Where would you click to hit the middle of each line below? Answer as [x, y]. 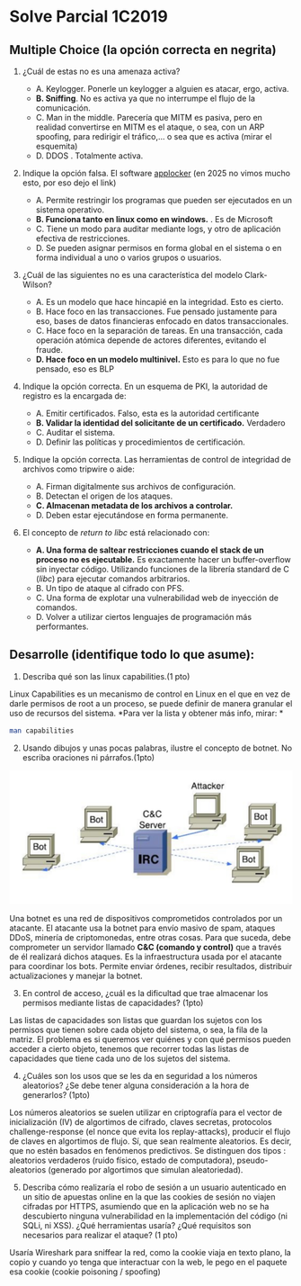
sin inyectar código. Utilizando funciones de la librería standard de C [163, 569]
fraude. [49, 350]
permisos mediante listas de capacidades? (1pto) [113, 1003]
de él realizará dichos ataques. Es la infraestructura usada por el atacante [146, 957]
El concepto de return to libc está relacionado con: [116, 532]
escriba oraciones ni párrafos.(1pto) [89, 757]
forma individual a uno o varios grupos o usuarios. [128, 257]
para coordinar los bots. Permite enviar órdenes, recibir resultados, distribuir [151, 966]
